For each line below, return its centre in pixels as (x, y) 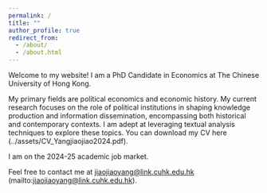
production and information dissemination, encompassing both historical (127, 116)
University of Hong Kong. (50, 83)
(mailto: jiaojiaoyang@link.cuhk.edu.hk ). (73, 180)
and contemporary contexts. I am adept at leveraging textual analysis (122, 124)
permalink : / (30, 15)
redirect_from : (33, 38)
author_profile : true (44, 30)
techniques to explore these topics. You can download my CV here (118, 133)
